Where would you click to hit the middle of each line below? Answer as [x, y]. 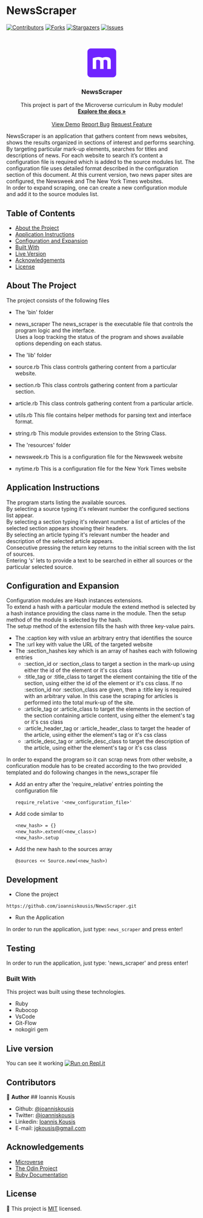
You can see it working [35, 1063]
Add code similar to [39, 814]
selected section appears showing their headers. [67, 528]
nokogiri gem [32, 1030]
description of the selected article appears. [60, 541]
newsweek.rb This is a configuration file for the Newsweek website [99, 457]
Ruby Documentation [41, 1175]
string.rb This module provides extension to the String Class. [91, 433]
